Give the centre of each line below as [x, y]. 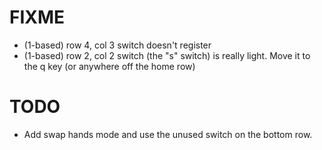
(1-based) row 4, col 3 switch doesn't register [117, 45]
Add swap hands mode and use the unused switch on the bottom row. [168, 134]
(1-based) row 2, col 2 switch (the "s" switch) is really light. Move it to [167, 55]
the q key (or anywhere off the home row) [109, 66]
